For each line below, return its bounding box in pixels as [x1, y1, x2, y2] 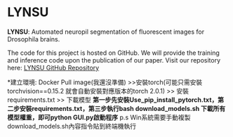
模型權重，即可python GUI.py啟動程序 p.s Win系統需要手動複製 [7, 113, 191, 122]
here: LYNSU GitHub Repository [7, 63, 100, 72]
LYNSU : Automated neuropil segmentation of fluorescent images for [7, 27, 205, 36]
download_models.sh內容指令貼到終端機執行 [7, 122, 137, 130]
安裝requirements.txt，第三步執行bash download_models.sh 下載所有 [19, 104, 226, 112]
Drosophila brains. [7, 34, 60, 43]
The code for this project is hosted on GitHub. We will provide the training [7, 48, 220, 57]
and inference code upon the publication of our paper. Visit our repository [7, 56, 221, 64]
